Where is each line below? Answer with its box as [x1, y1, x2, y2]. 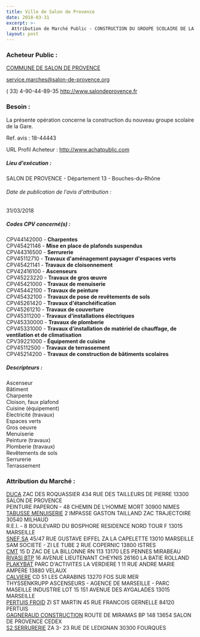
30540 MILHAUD [6, 516, 49, 523]
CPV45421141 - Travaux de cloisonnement [6, 261, 113, 268]
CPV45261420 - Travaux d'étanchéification [6, 299, 116, 306]
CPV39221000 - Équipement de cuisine [6, 337, 106, 345]
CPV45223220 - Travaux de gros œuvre [6, 274, 108, 281]
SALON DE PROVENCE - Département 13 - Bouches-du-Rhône [6, 174, 160, 182]
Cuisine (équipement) [6, 404, 60, 412]
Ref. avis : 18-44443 [6, 134, 57, 141]
